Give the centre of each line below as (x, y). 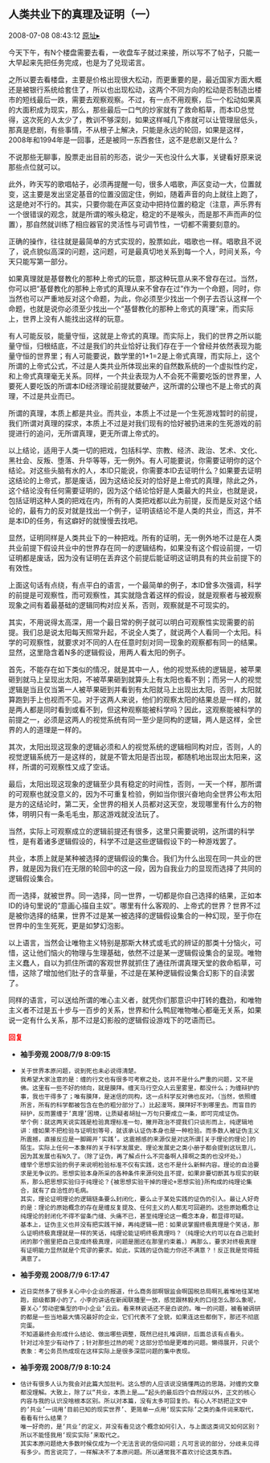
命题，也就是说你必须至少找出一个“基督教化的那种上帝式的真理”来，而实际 (131, 309)
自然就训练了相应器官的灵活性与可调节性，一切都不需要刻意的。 (138, 224)
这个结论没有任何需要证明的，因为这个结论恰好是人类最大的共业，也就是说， (135, 490)
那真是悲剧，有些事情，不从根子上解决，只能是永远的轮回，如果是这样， (128, 129)
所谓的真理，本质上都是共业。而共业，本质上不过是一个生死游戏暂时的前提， (135, 413)
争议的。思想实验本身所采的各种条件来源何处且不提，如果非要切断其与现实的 (146, 1173)
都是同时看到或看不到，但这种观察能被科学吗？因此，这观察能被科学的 (145, 709)
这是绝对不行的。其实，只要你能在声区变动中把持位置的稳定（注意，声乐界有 (135, 204)
